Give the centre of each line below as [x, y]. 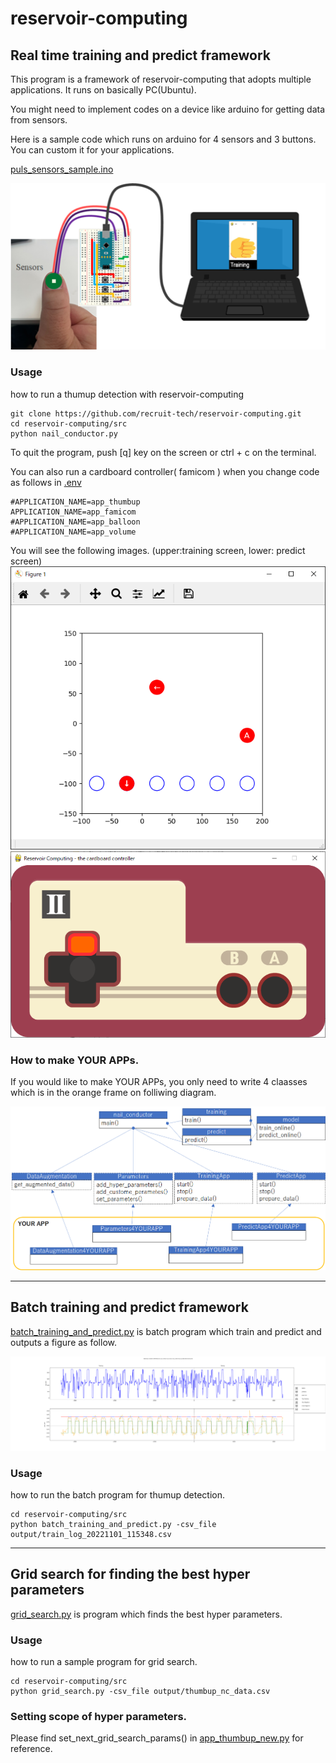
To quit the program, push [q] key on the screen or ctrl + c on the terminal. [163, 452]
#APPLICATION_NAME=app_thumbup [75, 502]
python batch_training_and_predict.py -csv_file [113, 1524]
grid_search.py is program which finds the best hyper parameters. [146, 1614]
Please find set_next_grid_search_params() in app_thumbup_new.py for [157, 1738]
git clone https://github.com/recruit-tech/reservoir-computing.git [156, 413]
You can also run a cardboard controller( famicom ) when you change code [165, 471]
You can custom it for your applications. [92, 150]
